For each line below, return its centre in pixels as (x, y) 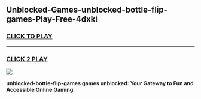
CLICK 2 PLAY (27, 59)
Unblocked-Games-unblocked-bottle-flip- (87, 10)
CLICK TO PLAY (29, 37)
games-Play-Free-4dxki (52, 19)
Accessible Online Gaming (40, 89)
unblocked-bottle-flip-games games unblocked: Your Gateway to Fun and (100, 83)
